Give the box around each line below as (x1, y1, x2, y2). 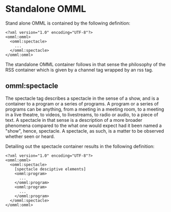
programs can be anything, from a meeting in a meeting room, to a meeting (5, 106, 164, 112)
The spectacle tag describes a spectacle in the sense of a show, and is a (5, 95, 159, 101)
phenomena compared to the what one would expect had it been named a (5, 122, 162, 129)
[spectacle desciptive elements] (14, 166, 86, 172)
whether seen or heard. (5, 133, 55, 139)
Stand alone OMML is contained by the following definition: (5, 20, 130, 26)
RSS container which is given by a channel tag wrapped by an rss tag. (5, 67, 153, 73)
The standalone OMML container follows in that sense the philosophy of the (5, 61, 166, 67)
